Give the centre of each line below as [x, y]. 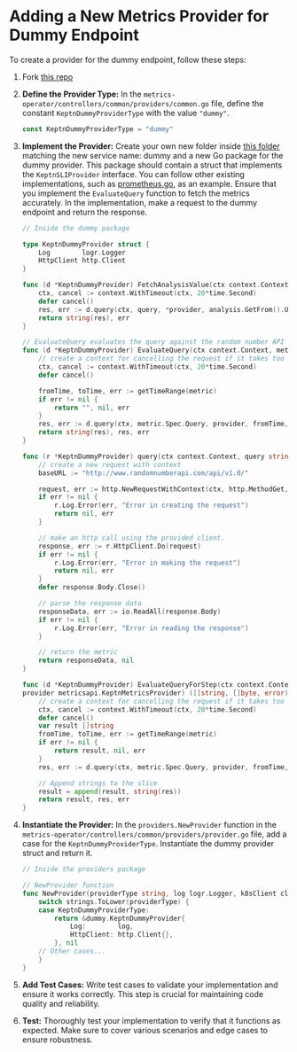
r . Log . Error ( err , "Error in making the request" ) [148, 563]
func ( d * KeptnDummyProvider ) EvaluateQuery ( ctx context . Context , [147, 351]
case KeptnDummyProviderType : [94, 910]
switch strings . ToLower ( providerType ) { [114, 901]
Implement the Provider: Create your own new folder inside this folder [151, 146]
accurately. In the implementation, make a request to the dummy [140, 202]
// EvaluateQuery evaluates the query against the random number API [153, 342]
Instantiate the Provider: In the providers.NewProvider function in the [149, 825]
